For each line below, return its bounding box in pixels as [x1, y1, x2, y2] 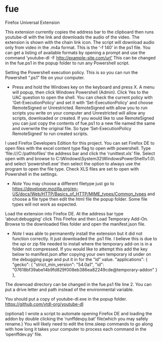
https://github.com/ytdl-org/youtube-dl [5, 301, 84, 307]
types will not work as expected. [12, 201, 77, 207]
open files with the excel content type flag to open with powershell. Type [5, 145, 151, 151]
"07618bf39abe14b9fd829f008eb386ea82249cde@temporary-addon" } [12, 266, 158, 272]
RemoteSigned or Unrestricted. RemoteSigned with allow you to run [12, 105, 148, 111]
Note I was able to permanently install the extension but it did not [12, 230, 143, 236]
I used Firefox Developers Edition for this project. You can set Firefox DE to [5, 140, 155, 146]
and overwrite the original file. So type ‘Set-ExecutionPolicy [12, 125, 131, 131]
